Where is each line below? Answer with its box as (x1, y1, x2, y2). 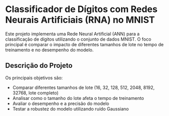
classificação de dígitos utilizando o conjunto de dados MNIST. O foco (5, 36, 151, 42)
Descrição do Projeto (5, 61, 73, 70)
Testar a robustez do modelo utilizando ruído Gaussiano (12, 105, 129, 111)
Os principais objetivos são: (5, 74, 63, 81)
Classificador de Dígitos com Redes (5, 4, 158, 15)
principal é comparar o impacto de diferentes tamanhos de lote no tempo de (5, 41, 164, 47)
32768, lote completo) (12, 89, 59, 96)
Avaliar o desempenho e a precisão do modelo (12, 100, 109, 106)
